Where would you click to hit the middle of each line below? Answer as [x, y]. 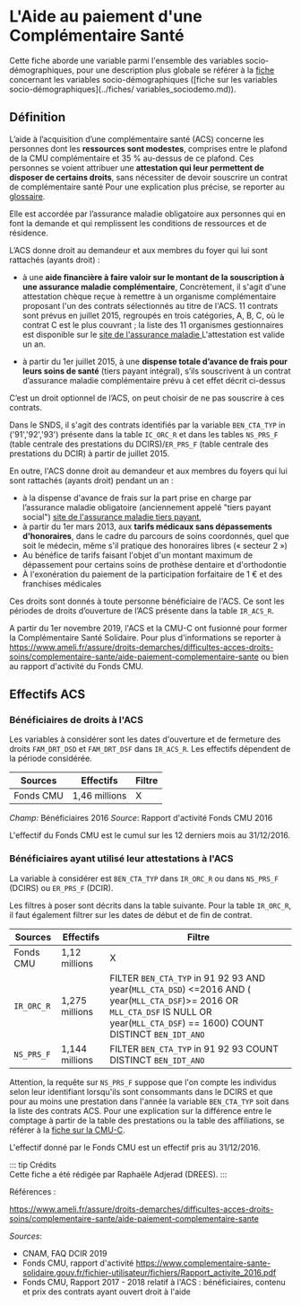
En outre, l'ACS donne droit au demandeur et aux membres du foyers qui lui [149, 471]
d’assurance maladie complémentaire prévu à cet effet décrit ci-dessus [154, 380]
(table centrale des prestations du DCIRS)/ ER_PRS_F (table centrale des [139, 444]
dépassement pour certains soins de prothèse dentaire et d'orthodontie [154, 564]
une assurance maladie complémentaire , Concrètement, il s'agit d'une [154, 287]
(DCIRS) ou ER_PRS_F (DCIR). [61, 887]
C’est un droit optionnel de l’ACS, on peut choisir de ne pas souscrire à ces [147, 398]
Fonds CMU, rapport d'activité [78, 1263]
